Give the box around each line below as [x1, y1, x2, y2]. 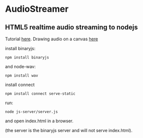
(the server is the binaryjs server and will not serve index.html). [5, 128, 133, 133]
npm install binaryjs [5, 55, 49, 60]
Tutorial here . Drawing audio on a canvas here [5, 36, 98, 42]
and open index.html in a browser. [5, 118, 73, 124]
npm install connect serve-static [5, 91, 76, 96]
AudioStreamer [5, 3, 69, 15]
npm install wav [5, 73, 38, 78]
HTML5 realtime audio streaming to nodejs [5, 23, 138, 31]
